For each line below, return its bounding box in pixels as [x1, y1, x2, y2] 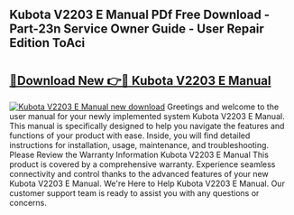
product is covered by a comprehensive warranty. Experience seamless [9, 159, 276, 170]
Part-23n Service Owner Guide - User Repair [9, 22, 264, 37]
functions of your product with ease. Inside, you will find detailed [9, 130, 251, 141]
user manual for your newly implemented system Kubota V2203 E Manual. [9, 111, 286, 121]
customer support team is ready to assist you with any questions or [9, 188, 260, 198]
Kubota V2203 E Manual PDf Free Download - [9, 7, 271, 23]
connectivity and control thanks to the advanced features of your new [9, 169, 269, 179]
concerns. [9, 198, 48, 208]
